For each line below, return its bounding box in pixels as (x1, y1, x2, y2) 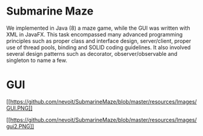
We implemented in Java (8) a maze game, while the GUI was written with (6, 24, 190, 32)
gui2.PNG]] (6, 123, 35, 130)
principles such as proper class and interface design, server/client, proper (6, 37, 191, 44)
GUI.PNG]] (6, 104, 33, 112)
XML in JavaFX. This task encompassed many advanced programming (6, 30, 183, 38)
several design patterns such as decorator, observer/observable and (6, 50, 178, 57)
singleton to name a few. (6, 56, 68, 64)
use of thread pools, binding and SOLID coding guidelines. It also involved (6, 44, 191, 51)
